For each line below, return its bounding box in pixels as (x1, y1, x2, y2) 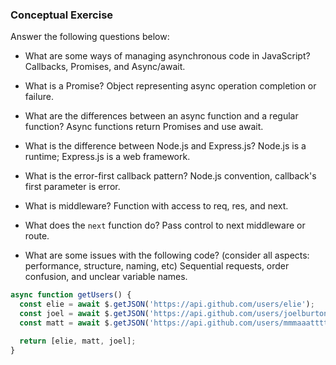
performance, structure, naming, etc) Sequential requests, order (24, 260, 290, 272)
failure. (24, 91, 54, 103)
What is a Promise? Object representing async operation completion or (24, 80, 317, 92)
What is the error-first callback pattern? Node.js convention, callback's (24, 170, 317, 182)
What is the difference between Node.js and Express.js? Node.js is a (24, 140, 307, 152)
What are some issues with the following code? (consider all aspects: (24, 249, 310, 262)
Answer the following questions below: (10, 31, 170, 43)
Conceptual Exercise (10, 8, 114, 22)
